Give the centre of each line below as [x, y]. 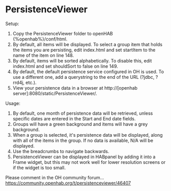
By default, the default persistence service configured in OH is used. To [88, 71]
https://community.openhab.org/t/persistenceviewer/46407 [68, 183]
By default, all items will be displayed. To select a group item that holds [88, 44]
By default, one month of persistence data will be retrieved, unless [83, 113]
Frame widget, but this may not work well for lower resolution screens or [89, 162]
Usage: [13, 103]
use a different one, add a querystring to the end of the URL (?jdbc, [83, 77]
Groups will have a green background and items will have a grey [80, 124]
